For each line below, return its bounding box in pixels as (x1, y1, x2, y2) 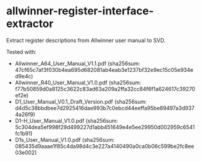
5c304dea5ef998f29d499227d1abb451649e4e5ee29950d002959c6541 (14, 123, 195, 130)
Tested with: (6, 48, 37, 55)
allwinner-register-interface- (6, 4, 154, 18)
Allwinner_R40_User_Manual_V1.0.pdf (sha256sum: (14, 79, 142, 86)
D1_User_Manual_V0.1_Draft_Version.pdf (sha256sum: (14, 98, 147, 105)
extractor (6, 17, 54, 31)
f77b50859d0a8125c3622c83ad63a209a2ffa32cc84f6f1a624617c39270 (14, 85, 196, 92)
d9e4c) (14, 72, 34, 80)
